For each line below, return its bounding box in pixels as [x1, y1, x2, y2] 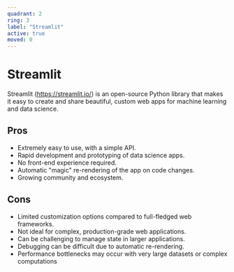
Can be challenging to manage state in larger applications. [17, 234, 185, 243]
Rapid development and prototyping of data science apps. [17, 151, 185, 159]
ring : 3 [7, 17, 30, 24]
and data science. [7, 104, 59, 113]
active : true [7, 29, 45, 37]
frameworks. [17, 219, 54, 228]
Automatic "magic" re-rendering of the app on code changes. [17, 165, 195, 174]
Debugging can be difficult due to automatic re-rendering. [17, 242, 184, 250]
